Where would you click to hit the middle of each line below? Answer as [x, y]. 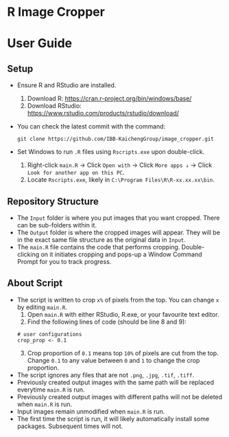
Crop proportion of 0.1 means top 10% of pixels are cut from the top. [123, 353]
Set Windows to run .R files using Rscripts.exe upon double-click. [111, 152]
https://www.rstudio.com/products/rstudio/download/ [103, 113]
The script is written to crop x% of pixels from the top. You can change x [118, 300]
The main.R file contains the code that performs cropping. [98, 247]
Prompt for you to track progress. [64, 261]
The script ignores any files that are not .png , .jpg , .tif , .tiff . [105, 374]
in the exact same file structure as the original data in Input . [101, 240]
